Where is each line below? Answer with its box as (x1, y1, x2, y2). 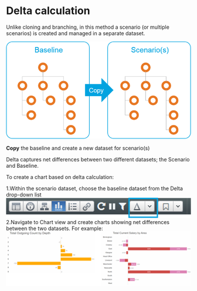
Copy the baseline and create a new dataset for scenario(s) (6, 145, 150, 152)
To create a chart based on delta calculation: (6, 174, 114, 181)
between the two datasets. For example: (6, 225, 103, 232)
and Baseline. (6, 163, 39, 170)
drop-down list (6, 191, 42, 198)
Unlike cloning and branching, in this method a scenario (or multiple (6, 23, 170, 31)
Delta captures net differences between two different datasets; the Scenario (6, 156, 190, 163)
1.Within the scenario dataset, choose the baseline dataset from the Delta (6, 185, 184, 192)
